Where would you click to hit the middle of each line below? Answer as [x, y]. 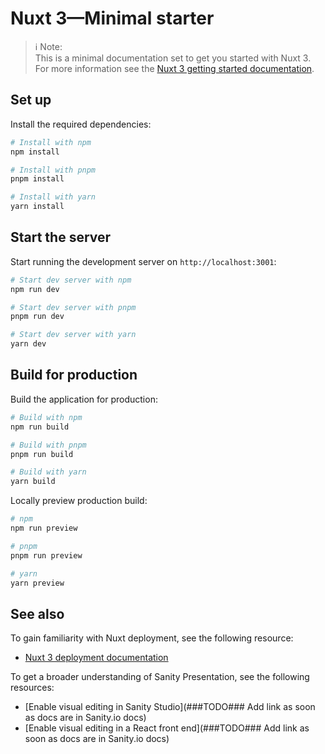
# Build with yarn [48, 472]
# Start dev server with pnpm [73, 307]
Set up [31, 100]
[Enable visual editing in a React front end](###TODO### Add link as [167, 728]
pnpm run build [42, 454]
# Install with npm [51, 142]
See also [37, 613]
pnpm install [37, 179]
